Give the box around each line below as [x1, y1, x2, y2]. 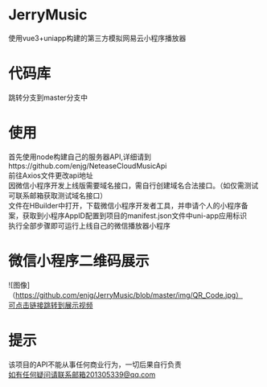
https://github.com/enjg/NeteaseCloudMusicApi [8, 161, 167, 171]
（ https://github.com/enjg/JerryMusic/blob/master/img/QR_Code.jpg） [8, 290, 244, 299]
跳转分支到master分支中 [8, 93, 88, 102]
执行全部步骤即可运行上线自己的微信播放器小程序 [8, 220, 170, 230]
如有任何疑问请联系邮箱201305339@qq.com [8, 369, 156, 379]
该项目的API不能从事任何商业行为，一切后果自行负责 [8, 360, 183, 369]
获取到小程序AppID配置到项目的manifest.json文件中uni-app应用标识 [22, 211, 248, 220]
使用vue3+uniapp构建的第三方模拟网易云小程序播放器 [8, 33, 187, 43]
